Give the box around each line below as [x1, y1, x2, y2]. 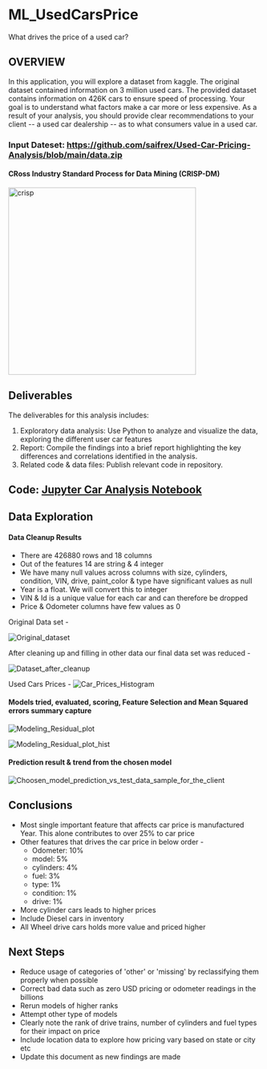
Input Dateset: [8, 139, 66, 150]
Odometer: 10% [31, 845, 84, 855]
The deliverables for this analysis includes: [8, 410, 150, 420]
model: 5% [31, 853, 68, 863]
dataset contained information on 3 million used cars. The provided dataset [8, 85, 257, 95]
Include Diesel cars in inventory [19, 914, 124, 923]
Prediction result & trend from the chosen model [8, 757, 172, 767]
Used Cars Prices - [8, 679, 71, 688]
